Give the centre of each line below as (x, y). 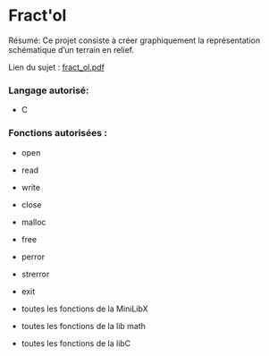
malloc (34, 222)
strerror (35, 274)
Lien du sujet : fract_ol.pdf (56, 67)
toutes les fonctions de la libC (76, 343)
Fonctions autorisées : (58, 133)
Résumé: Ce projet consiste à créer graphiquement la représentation (134, 40)
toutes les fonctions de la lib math (84, 326)
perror (33, 257)
